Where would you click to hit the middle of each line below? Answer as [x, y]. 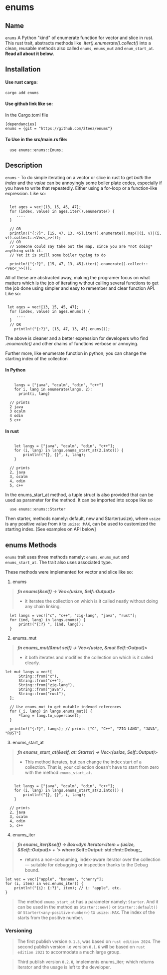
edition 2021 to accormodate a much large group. [69, 952]
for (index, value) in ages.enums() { [50, 311]
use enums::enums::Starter [38, 510]
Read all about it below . [30, 54]
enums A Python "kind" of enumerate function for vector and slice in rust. [79, 38]
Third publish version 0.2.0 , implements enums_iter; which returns [86, 962]
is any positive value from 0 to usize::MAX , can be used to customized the [81, 524]
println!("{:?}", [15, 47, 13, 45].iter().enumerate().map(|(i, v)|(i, [86, 233]
